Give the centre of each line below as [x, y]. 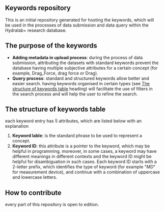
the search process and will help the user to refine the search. [75, 94]
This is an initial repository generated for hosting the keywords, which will [80, 20]
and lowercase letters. [35, 177]
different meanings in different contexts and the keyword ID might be [82, 157]
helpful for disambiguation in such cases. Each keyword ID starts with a [84, 162]
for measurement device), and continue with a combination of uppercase [86, 172]
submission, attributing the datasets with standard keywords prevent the [85, 63]
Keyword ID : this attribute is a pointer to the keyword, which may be [81, 146]
